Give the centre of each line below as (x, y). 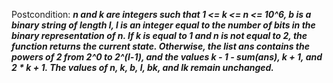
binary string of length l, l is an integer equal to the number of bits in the (163, 25)
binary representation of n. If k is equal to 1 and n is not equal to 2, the (159, 35)
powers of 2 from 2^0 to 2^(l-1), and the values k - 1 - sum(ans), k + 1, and (167, 57)
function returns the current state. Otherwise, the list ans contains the (161, 46)
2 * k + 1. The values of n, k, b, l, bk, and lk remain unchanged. (143, 67)
